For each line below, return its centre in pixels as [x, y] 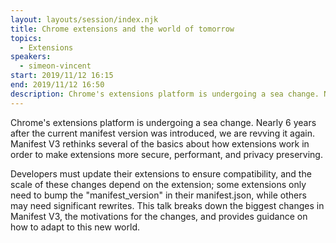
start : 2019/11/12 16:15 [62, 76]
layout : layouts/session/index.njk [84, 19]
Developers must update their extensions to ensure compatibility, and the [161, 173]
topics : [26, 38]
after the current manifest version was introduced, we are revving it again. [163, 133]
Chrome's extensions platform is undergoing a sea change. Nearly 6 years [163, 122]
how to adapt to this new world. [75, 227]
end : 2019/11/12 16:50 [57, 85]
